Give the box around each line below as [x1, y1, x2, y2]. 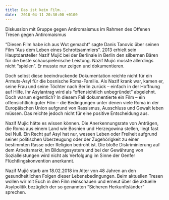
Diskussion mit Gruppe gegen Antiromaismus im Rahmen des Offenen [5, 26, 150, 32]
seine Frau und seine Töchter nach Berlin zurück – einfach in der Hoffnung [5, 83, 160, 89]
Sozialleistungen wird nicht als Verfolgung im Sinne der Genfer [5, 152, 135, 158]
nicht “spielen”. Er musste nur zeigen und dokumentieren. [5, 63, 125, 69]
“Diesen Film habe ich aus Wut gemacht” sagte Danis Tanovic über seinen [5, 41, 159, 47]
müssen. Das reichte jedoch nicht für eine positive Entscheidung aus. [5, 110, 149, 116]
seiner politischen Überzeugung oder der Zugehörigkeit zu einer [5, 136, 139, 142]
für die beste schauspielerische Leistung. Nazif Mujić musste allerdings [5, 57, 154, 63]
